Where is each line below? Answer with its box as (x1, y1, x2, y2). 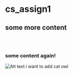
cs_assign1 (5, 3, 51, 15)
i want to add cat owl (25, 64, 69, 70)
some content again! (5, 52, 56, 59)
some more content (5, 23, 67, 32)
